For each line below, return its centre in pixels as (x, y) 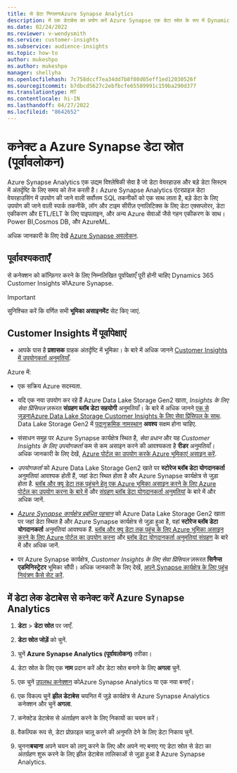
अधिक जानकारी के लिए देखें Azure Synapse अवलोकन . (73, 236)
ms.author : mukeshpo (38, 66)
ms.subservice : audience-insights (58, 46)
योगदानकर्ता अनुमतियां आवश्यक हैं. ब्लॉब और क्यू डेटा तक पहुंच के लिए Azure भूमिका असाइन (121, 530)
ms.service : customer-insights (53, 40)
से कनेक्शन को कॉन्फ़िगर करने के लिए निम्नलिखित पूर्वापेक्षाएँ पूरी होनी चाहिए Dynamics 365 (111, 275)
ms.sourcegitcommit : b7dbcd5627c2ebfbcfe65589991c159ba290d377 (102, 86)
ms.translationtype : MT (42, 92)
